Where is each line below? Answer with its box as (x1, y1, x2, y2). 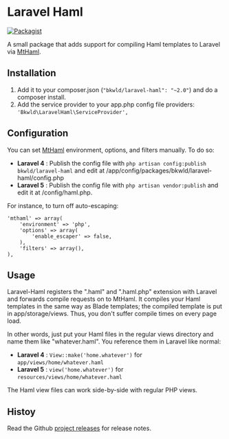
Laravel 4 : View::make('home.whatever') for (17, 351, 142, 359)
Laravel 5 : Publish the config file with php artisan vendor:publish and (17, 181, 219, 189)
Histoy (7, 406, 36, 418)
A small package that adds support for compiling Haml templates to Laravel (7, 40, 221, 48)
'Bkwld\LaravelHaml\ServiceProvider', (17, 109, 129, 115)
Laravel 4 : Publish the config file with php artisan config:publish (17, 159, 206, 167)
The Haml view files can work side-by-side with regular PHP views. (7, 386, 198, 394)
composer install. (17, 93, 67, 101)
